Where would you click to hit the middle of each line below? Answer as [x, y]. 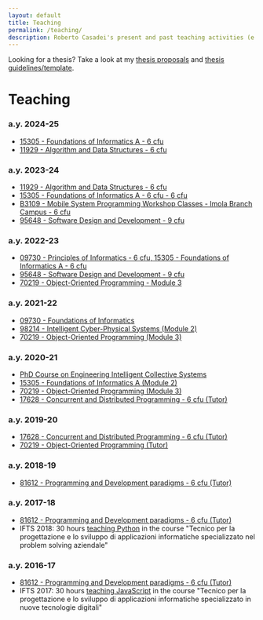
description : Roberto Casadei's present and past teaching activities [126, 37]
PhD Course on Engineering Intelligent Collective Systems [113, 374]
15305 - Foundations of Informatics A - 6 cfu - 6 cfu [104, 195]
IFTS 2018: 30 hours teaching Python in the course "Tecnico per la [127, 528]
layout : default [35, 15]
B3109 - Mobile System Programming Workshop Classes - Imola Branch [136, 204]
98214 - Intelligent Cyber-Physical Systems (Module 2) [108, 328]
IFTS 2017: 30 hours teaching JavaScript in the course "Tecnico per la [133, 591]
